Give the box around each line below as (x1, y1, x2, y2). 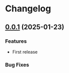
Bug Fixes (5, 61, 30, 68)
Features (5, 38, 27, 45)
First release (12, 49, 38, 55)
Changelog (5, 3, 51, 14)
